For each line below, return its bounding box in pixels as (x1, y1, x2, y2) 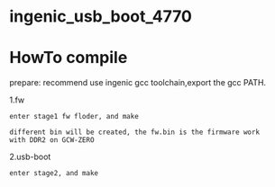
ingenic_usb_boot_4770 (9, 6, 192, 27)
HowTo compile (9, 48, 128, 68)
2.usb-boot (9, 151, 51, 163)
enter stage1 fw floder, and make (9, 112, 140, 121)
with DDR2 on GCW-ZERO (9, 136, 95, 145)
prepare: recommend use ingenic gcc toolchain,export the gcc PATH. (9, 77, 267, 88)
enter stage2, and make (9, 169, 99, 178)
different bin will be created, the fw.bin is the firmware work (9, 128, 260, 137)
